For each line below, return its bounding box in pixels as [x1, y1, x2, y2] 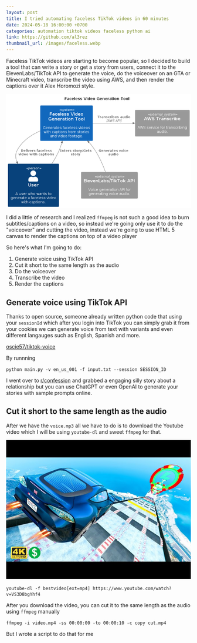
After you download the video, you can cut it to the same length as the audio [6, 601, 191, 608]
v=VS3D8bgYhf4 [6, 591, 41, 597]
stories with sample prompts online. [6, 389, 93, 396]
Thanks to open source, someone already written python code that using [6, 313, 182, 320]
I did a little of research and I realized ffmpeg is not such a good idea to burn [6, 214, 189, 221]
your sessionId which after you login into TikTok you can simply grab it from [6, 319, 189, 326]
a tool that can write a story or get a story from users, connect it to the [6, 63, 176, 71]
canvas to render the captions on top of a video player [6, 233, 137, 240]
